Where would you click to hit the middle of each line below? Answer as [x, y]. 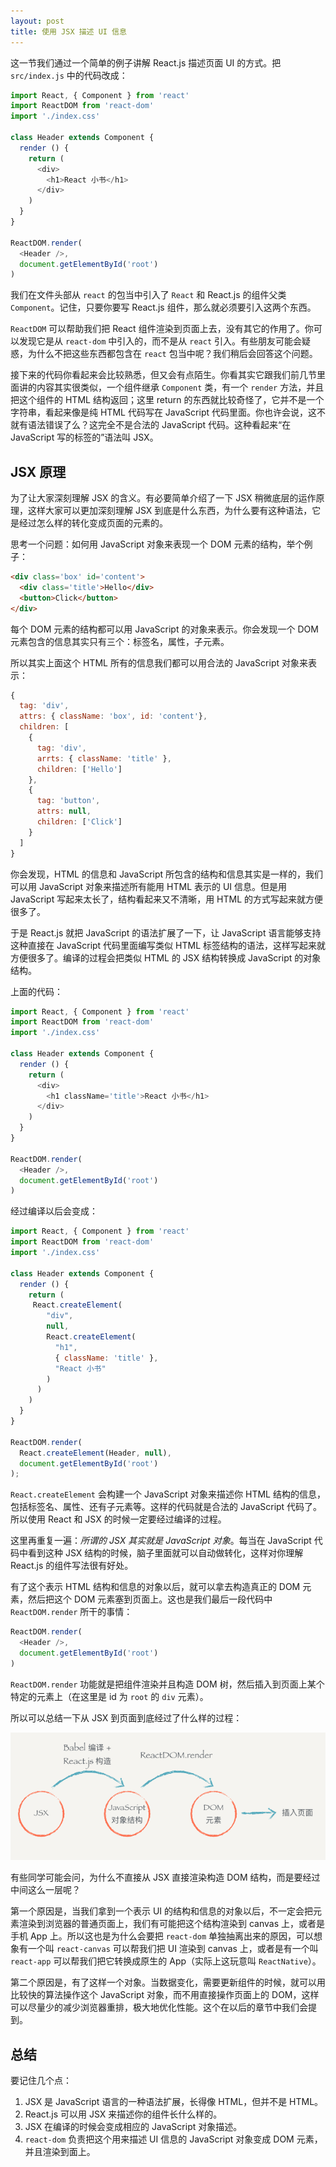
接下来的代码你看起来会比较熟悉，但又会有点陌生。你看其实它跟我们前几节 [163, 375]
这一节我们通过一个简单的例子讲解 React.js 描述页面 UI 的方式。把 [146, 62]
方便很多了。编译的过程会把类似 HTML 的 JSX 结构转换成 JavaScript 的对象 [166, 957]
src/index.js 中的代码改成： [69, 75]
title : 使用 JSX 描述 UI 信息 [68, 31]
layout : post [37, 21]
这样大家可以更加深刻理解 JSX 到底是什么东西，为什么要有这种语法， [170, 511]
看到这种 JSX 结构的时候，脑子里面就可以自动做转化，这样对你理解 [165, 1553]
